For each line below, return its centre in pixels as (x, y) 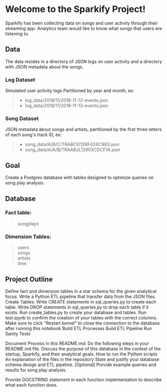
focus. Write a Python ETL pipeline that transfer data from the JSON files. (81, 296)
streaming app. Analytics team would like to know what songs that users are (84, 28)
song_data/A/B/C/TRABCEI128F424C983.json (72, 144)
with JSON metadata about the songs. (44, 66)
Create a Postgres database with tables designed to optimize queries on (79, 177)
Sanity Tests (18, 333)
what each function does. (31, 385)
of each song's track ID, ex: (33, 135)
